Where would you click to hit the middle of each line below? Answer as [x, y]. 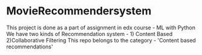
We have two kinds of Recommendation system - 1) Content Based [90, 33]
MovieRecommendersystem [79, 11]
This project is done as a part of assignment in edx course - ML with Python [101, 27]
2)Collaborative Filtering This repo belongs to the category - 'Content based [101, 40]
